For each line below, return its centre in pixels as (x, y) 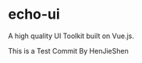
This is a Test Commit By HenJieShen (68, 51)
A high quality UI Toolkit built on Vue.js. (71, 36)
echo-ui (34, 14)
